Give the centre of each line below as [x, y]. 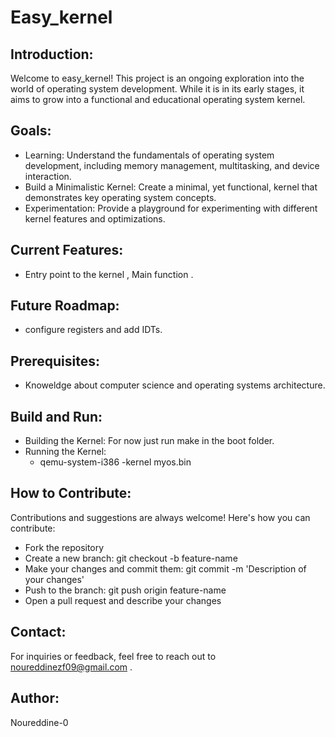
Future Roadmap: [65, 306]
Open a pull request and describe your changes [123, 600]
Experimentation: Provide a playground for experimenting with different [171, 208]
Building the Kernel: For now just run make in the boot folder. [149, 441]
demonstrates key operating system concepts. [120, 197]
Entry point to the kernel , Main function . [109, 274]
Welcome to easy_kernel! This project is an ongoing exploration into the [157, 78]
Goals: [31, 131]
